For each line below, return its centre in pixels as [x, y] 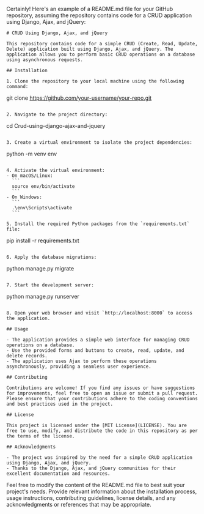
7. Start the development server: [50, 285]
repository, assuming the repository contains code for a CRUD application [99, 15]
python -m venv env [32, 154]
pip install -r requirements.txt [43, 240]
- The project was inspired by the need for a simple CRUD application [99, 458]
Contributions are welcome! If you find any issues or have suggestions [101, 388]
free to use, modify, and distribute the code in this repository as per [102, 431]
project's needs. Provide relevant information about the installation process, [102, 491]
